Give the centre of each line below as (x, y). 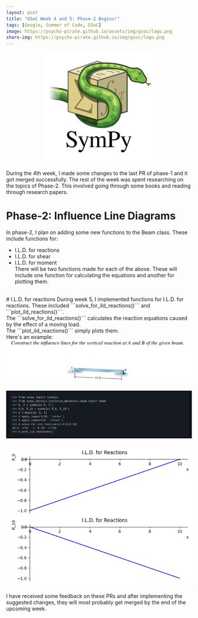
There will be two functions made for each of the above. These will (96, 269)
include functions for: (32, 239)
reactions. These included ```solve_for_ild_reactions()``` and (78, 306)
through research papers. (37, 192)
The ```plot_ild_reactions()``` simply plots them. (63, 331)
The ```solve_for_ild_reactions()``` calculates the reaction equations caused (97, 318)
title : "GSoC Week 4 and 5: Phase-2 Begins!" (63, 19)
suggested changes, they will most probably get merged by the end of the (96, 602)
